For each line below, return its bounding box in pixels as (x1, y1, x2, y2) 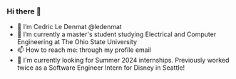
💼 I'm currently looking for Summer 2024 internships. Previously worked (16, 56, 230, 65)
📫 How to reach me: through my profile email (16, 46, 151, 54)
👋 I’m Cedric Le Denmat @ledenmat (16, 23, 122, 31)
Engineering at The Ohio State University (16, 38, 137, 46)
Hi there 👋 (6, 6, 42, 16)
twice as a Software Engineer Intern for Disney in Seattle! (16, 63, 185, 72)
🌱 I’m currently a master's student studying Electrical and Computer (16, 30, 217, 38)
